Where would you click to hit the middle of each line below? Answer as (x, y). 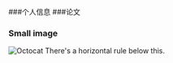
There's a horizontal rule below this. (105, 51)
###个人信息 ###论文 (45, 12)
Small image (33, 33)
